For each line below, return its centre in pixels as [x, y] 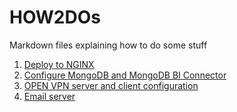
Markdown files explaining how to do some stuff [108, 45]
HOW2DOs [55, 17]
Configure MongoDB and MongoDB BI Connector [125, 75]
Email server [49, 96]
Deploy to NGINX [59, 64]
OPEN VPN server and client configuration [111, 85]
